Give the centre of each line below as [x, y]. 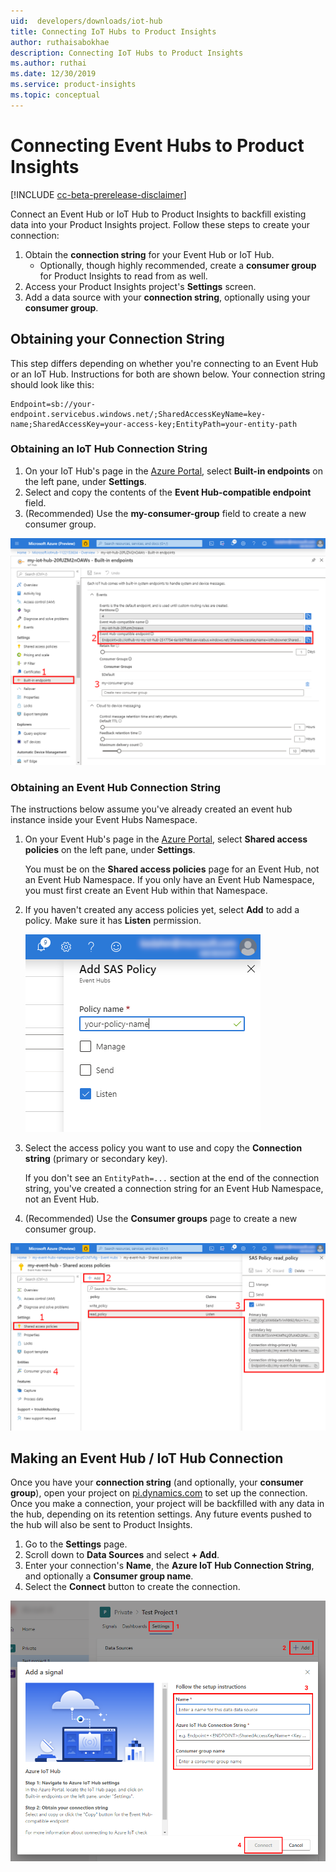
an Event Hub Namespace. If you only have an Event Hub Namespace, [169, 880]
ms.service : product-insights [73, 85]
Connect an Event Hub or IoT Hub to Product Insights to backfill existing [158, 214]
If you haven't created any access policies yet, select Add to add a [162, 910]
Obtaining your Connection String [117, 339]
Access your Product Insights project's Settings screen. [140, 286]
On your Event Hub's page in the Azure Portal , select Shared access [166, 839]
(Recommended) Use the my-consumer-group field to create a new [165, 513]
